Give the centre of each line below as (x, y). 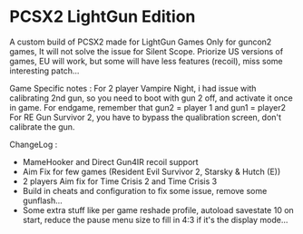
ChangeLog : (34, 144)
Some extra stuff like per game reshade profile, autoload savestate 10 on (158, 210)
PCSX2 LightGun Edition (103, 17)
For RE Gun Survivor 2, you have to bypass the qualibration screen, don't (146, 117)
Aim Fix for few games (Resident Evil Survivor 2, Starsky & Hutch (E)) (151, 171)
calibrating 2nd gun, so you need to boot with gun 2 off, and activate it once (151, 98)
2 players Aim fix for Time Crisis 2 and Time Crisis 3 (120, 181)
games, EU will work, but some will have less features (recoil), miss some (146, 61)
